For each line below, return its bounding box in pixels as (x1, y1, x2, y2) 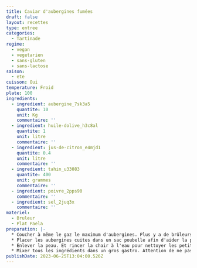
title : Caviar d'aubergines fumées (6, 8, 93, 15)
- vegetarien (11, 52, 43, 58)
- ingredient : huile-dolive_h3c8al (11, 123, 98, 129)
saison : (6, 68, 25, 74)
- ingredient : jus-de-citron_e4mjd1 (11, 145, 101, 150)
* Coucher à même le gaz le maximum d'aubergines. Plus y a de (11, 232, 169, 238)
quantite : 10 (16, 106, 49, 112)
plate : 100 (6, 90, 33, 96)
